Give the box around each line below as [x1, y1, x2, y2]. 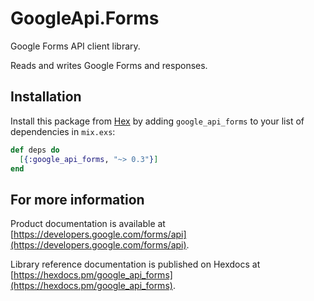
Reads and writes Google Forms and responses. [10, 59, 208, 71]
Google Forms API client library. [10, 40, 141, 52]
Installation [10, 88, 82, 106]
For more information [10, 191, 145, 208]
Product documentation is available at [10, 218, 166, 230]
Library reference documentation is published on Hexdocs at [10, 258, 261, 271]
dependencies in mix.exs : [10, 125, 116, 137]
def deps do [10, 145, 60, 155]
